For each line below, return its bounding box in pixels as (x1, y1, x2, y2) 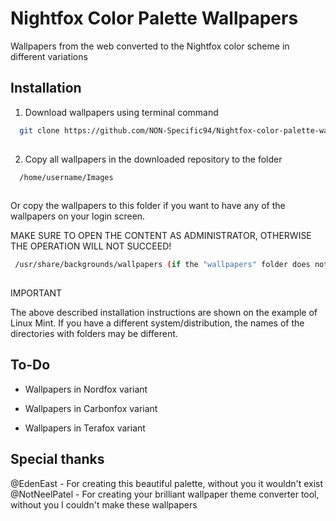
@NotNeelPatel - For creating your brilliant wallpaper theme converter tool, (10, 488, 320, 500)
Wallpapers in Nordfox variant (24, 383, 148, 395)
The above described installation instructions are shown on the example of (10, 307, 318, 318)
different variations (10, 50, 88, 62)
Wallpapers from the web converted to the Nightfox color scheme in (10, 40, 290, 52)
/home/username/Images (19, 172, 114, 182)
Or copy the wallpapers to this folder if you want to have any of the (10, 200, 286, 212)
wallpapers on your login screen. (10, 210, 146, 222)
